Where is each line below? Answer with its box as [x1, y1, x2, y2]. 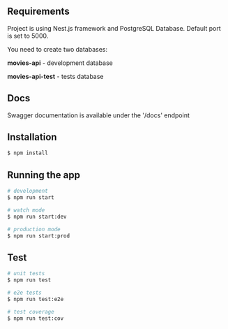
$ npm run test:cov [7, 314, 64, 322]
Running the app [7, 169, 80, 181]
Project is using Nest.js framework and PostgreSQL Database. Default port [7, 24, 221, 32]
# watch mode [7, 206, 45, 214]
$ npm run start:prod [7, 232, 70, 240]
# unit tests [7, 270, 45, 277]
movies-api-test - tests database [7, 72, 104, 80]
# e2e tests [7, 289, 42, 296]
